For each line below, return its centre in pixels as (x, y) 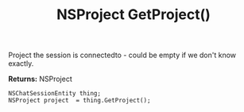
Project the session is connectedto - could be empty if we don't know (122, 55)
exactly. (21, 64)
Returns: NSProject (41, 79)
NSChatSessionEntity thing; (55, 94)
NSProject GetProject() (134, 15)
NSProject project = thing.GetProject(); (79, 101)
